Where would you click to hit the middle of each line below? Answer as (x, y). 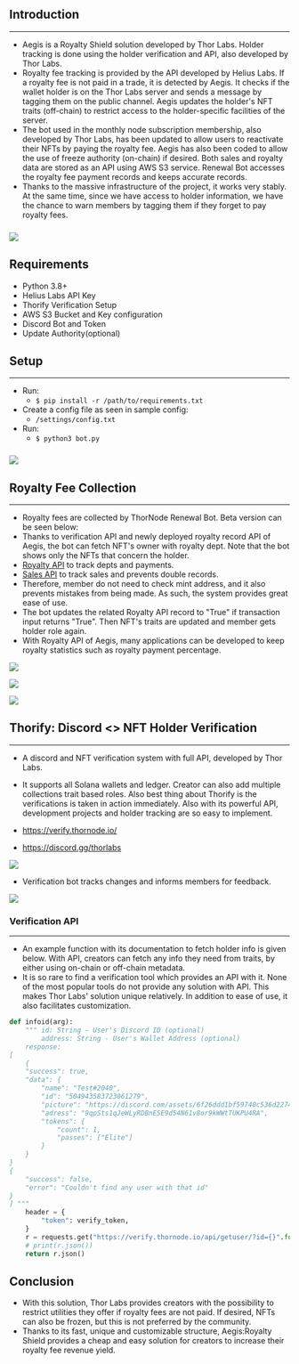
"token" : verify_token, (85, 1221)
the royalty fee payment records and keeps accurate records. (134, 176)
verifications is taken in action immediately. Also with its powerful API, (150, 803)
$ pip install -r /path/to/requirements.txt (119, 401)
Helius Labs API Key (59, 295)
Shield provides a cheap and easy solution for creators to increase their (153, 1341)
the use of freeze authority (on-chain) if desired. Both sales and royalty (152, 158)
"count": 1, (79, 1130)
